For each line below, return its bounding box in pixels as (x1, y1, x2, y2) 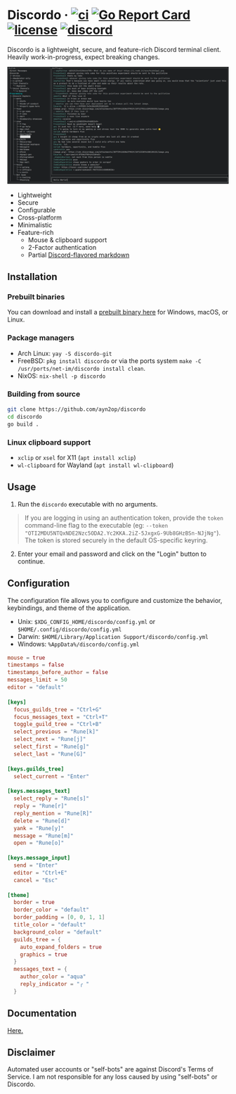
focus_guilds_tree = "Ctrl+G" (13, 706, 102, 713)
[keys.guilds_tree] (7, 765, 65, 772)
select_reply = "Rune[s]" (13, 795, 90, 802)
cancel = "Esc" (13, 877, 58, 884)
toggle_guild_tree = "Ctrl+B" (13, 721, 102, 728)
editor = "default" (7, 684, 65, 691)
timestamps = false (7, 661, 65, 668)
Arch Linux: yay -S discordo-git (17, 349, 112, 357)
